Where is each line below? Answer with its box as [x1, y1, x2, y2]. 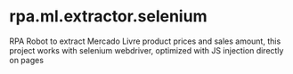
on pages [9, 54, 45, 65]
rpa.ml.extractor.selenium [9, 6, 208, 27]
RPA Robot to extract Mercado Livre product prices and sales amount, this [9, 36, 281, 46]
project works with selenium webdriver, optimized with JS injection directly [9, 45, 284, 55]
